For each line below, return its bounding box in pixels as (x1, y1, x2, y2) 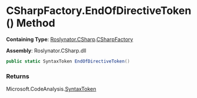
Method (16, 16, 56, 30)
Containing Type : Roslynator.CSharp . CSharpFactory (6, 36, 133, 43)
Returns (6, 72, 29, 80)
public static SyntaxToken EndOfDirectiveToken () (6, 58, 131, 64)
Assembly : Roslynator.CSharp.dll (6, 47, 86, 54)
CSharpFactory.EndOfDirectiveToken (6, 4, 192, 17)
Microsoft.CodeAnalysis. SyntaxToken (6, 86, 96, 93)
